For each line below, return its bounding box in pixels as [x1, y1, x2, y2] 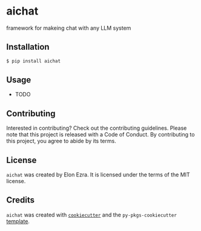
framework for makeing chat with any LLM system [6, 24, 131, 32]
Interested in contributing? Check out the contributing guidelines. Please [6, 124, 187, 132]
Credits [6, 195, 35, 206]
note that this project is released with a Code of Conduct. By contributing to [6, 131, 195, 138]
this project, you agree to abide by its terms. [6, 138, 116, 145]
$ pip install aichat [6, 58, 61, 64]
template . [6, 217, 30, 225]
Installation [6, 42, 50, 52]
